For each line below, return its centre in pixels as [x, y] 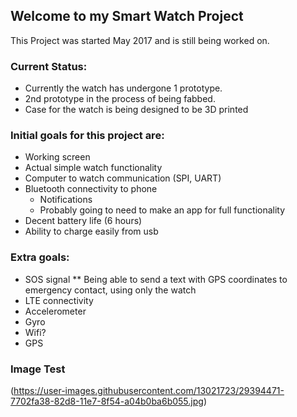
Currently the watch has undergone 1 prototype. [123, 88]
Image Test [38, 369]
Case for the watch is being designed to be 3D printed [136, 110]
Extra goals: [40, 257]
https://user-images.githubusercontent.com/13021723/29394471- [149, 390]
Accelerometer [55, 311]
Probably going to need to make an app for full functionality [162, 210]
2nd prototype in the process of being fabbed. [120, 99]
